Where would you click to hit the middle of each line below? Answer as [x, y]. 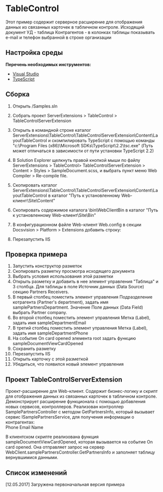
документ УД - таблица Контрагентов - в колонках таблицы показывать [80, 32]
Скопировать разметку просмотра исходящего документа [73, 271]
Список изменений [36, 473]
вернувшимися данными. [32, 457]
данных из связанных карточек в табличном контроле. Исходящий [75, 27]
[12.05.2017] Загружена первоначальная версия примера [65, 484]
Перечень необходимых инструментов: [48, 64]
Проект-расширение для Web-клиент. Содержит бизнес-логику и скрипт [82, 391]
